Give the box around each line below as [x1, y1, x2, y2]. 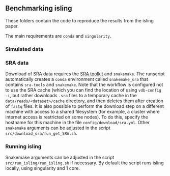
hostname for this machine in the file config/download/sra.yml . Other [5, 120, 150, 126]
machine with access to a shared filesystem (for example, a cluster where [5, 109, 160, 115]
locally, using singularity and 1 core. [5, 165, 80, 171]
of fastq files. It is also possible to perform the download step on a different [5, 103, 164, 109]
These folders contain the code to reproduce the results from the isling [5, 17, 154, 23]
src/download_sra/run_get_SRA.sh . [5, 130, 77, 136]
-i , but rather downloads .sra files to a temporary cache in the [5, 93, 137, 99]
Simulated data [5, 45, 44, 52]
